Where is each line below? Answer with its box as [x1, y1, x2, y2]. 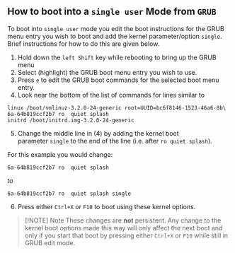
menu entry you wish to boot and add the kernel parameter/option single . [7, 32, 222, 40]
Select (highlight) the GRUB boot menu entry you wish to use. [17, 68, 197, 76]
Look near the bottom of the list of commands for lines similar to [17, 90, 205, 99]
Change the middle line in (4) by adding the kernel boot [17, 129, 179, 137]
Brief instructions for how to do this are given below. [7, 39, 160, 48]
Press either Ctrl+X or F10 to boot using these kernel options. [17, 202, 196, 211]
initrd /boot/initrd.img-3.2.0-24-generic [7, 117, 134, 124]
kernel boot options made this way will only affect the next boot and [24, 223, 223, 232]
